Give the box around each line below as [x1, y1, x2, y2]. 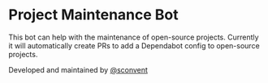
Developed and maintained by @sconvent [8, 64, 149, 74]
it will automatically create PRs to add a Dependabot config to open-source [8, 40, 260, 50]
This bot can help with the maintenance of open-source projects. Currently [8, 32, 259, 42]
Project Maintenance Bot [8, 6, 179, 24]
